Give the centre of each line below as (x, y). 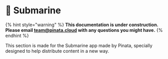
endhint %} (17, 35)
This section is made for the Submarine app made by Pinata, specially (79, 45)
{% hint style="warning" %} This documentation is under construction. (82, 25)
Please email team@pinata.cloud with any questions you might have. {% (84, 30)
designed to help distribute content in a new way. (57, 51)
